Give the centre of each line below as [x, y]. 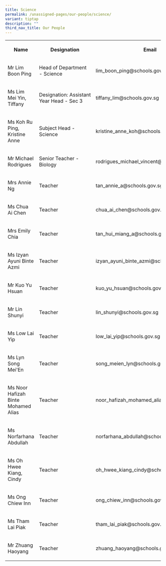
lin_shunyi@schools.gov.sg [127, 312]
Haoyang [18, 552]
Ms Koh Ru [20, 122]
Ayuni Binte [21, 261]
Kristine [17, 134]
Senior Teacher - [59, 159]
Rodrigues [20, 165]
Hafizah [17, 394]
